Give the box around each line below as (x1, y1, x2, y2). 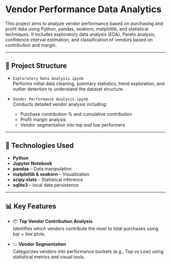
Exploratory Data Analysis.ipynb (12, 76, 84, 81)
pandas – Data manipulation (12, 165, 72, 171)
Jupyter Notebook (12, 160, 52, 166)
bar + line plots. (12, 231, 46, 237)
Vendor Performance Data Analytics (5, 4, 162, 15)
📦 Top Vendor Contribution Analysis (12, 218, 93, 224)
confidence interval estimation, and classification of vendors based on (5, 37, 153, 43)
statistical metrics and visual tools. (12, 254, 85, 260)
